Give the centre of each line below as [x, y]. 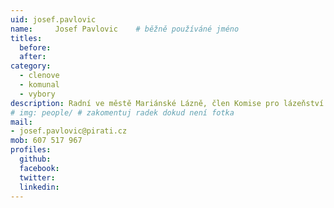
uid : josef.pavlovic [53, 19]
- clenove [39, 76]
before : [35, 47]
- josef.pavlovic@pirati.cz [69, 131]
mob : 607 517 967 [46, 141]
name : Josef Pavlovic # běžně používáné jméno [125, 29]
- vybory [37, 94]
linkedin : [39, 187]
